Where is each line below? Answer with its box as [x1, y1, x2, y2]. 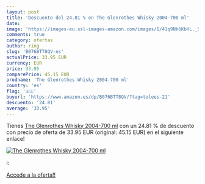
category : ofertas [6, 37, 53, 43]
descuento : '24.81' [6, 99, 56, 105]
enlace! [6, 135, 25, 142]
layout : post [6, 9, 40, 15]
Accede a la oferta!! [6, 171, 56, 179]
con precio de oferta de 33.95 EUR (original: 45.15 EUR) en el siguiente [6, 129, 184, 136]
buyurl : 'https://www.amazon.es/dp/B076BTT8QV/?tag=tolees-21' [6, 94, 171, 100]
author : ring [6, 43, 40, 49]
